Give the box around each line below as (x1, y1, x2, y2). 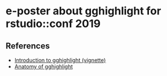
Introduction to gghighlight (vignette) (14, 57, 106, 63)
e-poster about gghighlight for (5, 4, 162, 18)
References (5, 41, 50, 51)
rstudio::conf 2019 (5, 17, 101, 31)
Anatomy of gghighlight (14, 63, 73, 70)
